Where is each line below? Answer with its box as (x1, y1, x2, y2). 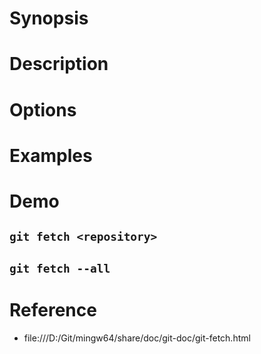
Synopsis (9, 7, 89, 30)
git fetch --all (9, 261, 111, 276)
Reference (9, 298, 97, 321)
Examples (9, 144, 93, 167)
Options (9, 98, 77, 121)
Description (9, 53, 109, 76)
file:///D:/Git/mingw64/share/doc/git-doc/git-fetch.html (23, 332, 251, 344)
